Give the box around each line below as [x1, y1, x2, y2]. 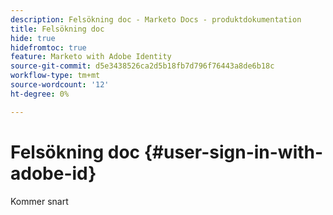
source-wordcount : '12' [10, 80, 110, 90]
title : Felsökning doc [10, 24, 105, 34]
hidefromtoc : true [10, 42, 87, 53]
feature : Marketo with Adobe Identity [10, 52, 172, 62]
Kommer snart [10, 195, 69, 207]
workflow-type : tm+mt [10, 71, 101, 81]
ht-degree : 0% [10, 89, 70, 99]
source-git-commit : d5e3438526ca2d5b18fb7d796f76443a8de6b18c [10, 61, 275, 71]
